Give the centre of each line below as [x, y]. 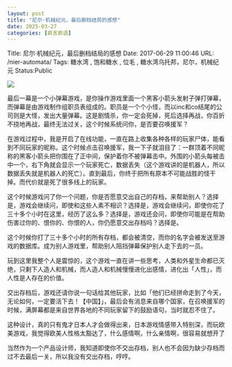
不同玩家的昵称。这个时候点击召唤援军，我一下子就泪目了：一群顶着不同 [116, 148]
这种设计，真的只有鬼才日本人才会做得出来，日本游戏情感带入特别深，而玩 [113, 325]
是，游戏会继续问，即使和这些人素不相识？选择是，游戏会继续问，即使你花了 [116, 205]
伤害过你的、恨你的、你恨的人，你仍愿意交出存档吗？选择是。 [95, 223]
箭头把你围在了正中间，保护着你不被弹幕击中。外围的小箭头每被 [128, 156]
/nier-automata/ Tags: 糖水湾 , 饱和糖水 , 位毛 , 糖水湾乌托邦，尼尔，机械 [110, 62]
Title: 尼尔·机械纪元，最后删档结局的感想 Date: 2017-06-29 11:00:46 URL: [111, 53]
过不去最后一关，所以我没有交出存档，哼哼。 [71, 357]
